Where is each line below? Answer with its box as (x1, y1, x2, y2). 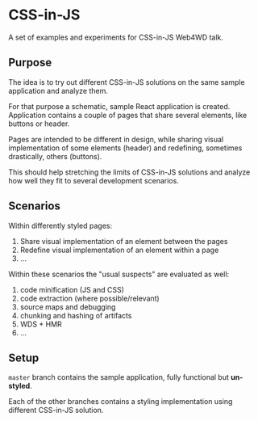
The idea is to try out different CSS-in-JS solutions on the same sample (8, 77, 245, 86)
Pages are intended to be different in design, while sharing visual (8, 134, 224, 144)
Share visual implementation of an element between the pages (19, 236, 228, 246)
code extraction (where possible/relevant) (19, 293, 160, 303)
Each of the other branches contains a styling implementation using (8, 397, 233, 406)
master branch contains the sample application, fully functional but (8, 373, 230, 382)
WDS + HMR (19, 319, 62, 329)
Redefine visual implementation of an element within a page (19, 245, 219, 255)
